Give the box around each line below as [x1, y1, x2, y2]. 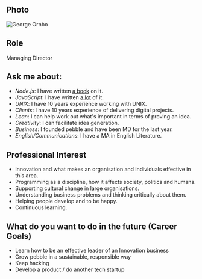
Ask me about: [6, 72, 62, 82]
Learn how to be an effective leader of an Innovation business [14, 247, 169, 254]
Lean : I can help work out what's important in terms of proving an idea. [14, 113, 192, 120]
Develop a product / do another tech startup [14, 266, 125, 273]
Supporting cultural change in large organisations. [14, 185, 140, 192]
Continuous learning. [14, 204, 68, 211]
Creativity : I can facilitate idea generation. [14, 120, 119, 127]
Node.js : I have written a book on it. [14, 87, 104, 95]
